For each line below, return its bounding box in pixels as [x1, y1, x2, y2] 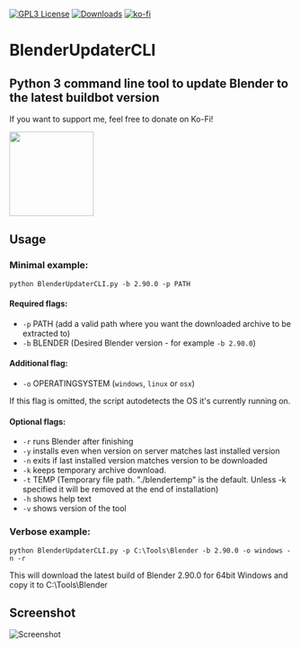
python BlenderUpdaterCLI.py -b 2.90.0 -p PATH [9, 279, 191, 288]
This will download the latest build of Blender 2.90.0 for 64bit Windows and [9, 570, 288, 580]
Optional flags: [9, 416, 66, 427]
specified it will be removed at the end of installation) [22, 484, 219, 495]
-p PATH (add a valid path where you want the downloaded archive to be [22, 318, 292, 328]
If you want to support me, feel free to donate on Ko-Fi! [9, 113, 214, 124]
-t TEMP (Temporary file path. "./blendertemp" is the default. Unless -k [22, 474, 287, 485]
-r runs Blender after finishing [22, 436, 134, 447]
